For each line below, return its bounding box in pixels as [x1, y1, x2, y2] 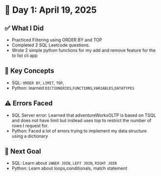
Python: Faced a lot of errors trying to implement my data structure [11, 127, 147, 134]
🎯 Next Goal [4, 147, 41, 156]
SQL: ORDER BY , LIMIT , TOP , [11, 79, 64, 85]
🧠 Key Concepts [4, 67, 54, 75]
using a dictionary [11, 133, 48, 139]
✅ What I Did [4, 24, 44, 32]
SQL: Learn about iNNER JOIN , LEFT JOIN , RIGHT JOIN [11, 160, 117, 166]
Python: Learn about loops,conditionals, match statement [11, 165, 128, 171]
